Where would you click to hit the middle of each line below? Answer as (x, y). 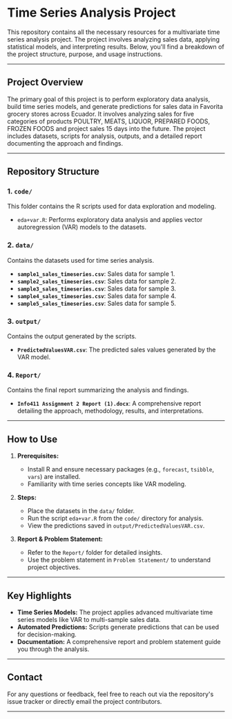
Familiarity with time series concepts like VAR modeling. (107, 484)
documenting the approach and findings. (65, 143)
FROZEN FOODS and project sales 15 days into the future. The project (106, 128)
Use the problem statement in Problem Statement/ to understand (119, 560)
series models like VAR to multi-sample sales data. (89, 619)
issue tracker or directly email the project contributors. (85, 701)
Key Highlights (39, 595)
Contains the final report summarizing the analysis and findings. (98, 390)
